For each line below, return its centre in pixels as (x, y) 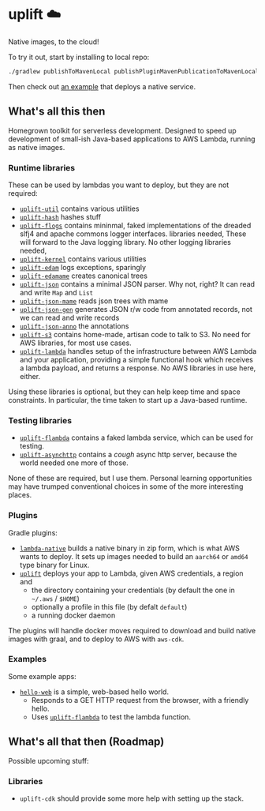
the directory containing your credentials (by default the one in (133, 590)
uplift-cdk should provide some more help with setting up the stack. (132, 798)
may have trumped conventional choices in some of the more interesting (126, 486)
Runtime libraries (42, 167)
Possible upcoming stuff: (49, 760)
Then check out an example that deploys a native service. (102, 86)
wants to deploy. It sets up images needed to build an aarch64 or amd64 (134, 556)
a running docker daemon (73, 615)
